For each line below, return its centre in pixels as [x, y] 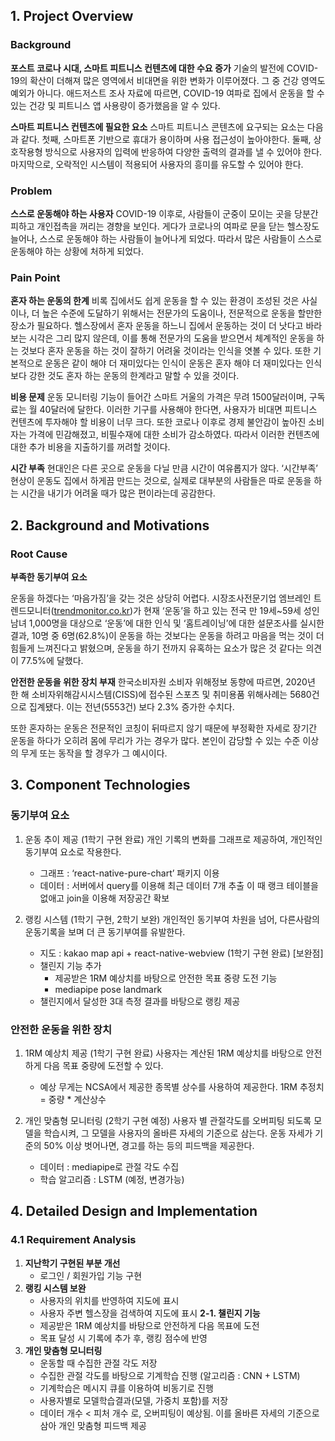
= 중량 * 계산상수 [73, 1099]
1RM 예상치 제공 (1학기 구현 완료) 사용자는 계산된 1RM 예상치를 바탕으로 [164, 1053]
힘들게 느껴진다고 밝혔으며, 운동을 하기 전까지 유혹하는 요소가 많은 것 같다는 [157, 648]
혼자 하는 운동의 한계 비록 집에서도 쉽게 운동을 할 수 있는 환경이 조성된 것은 [155, 301]
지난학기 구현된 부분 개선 [72, 1263]
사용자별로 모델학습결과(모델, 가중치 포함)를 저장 [134, 1400]
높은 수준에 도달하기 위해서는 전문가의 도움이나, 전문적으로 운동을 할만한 [182, 313]
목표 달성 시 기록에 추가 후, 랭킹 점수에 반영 [123, 1338]
